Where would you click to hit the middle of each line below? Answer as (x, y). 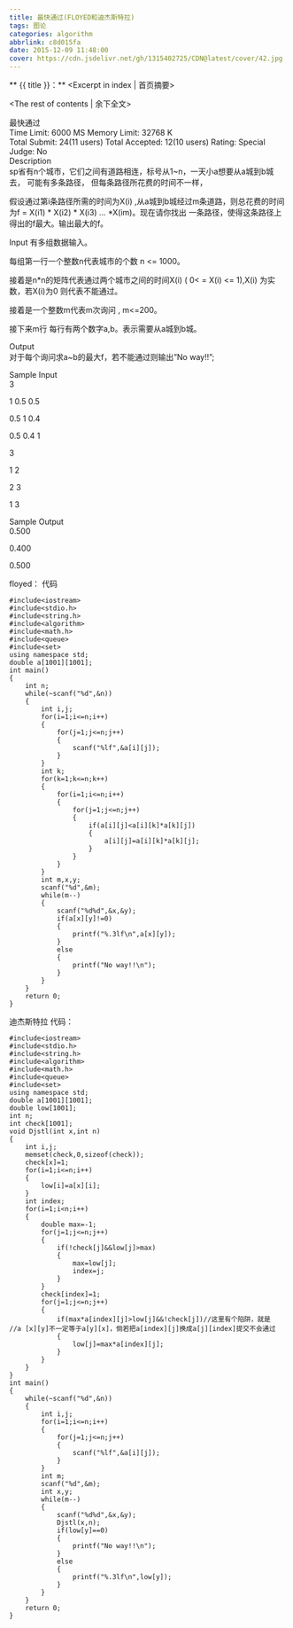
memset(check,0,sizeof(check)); (85, 1154)
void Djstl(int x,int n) (55, 1131)
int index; (45, 1201)
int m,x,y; (61, 880)
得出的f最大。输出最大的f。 (59, 223)
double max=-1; (69, 1225)
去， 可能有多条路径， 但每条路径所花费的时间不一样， (108, 182)
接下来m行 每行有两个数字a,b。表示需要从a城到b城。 (105, 329)
